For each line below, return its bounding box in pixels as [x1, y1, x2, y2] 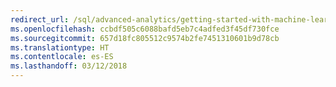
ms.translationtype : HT [10, 42, 110, 53]
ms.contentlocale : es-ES [10, 52, 114, 62]
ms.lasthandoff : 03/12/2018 [10, 61, 128, 71]
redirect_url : [10, 14, 70, 25]
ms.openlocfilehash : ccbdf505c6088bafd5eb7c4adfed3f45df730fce [10, 24, 280, 34]
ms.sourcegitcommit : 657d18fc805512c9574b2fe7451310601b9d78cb [10, 33, 280, 43]
